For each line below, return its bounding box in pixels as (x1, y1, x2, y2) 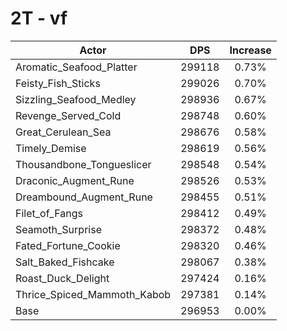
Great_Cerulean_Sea (15, 125, 112, 139)
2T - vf (10, 7, 68, 30)
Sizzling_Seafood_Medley (15, 92, 137, 106)
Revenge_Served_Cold (15, 108, 122, 122)
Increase (229, 43, 272, 57)
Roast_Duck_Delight (15, 271, 110, 285)
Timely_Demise (15, 141, 87, 155)
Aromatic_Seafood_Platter (15, 60, 138, 74)
